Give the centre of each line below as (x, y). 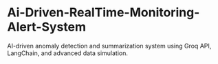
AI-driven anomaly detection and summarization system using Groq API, (109, 46)
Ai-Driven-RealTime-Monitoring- (103, 13)
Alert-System (47, 27)
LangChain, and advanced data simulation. (68, 53)
